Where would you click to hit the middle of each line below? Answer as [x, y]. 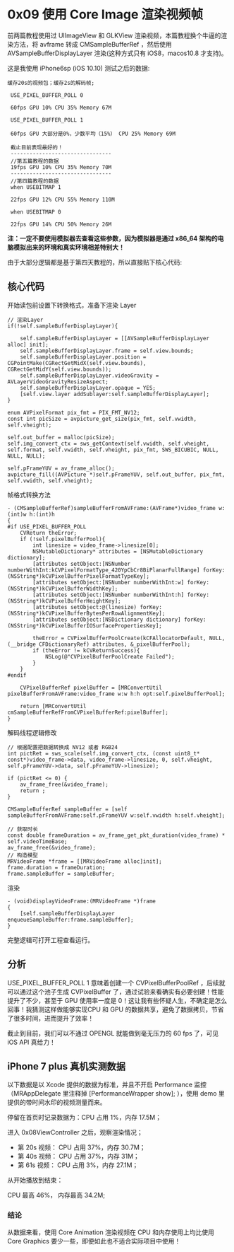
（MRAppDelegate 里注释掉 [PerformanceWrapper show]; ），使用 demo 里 [116, 1094]
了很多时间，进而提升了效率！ [50, 1018]
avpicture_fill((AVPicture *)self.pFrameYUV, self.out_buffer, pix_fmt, [116, 475]
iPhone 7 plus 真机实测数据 [66, 1066]
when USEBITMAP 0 [36, 212]
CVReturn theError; [49, 533]
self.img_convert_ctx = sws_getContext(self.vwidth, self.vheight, [109, 444]
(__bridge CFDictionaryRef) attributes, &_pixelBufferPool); [99, 644]
